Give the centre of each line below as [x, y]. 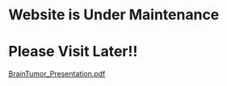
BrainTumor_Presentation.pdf [57, 74]
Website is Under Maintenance [114, 15]
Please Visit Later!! [73, 52]
